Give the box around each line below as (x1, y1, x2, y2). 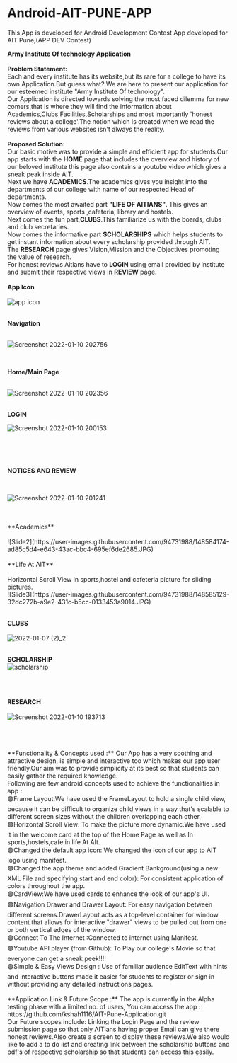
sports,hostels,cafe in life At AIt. (7, 837, 100, 846)
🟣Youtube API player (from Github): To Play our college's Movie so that (7, 943, 216, 953)
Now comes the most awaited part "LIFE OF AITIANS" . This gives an (7, 200, 208, 208)
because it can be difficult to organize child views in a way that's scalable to (7, 805, 229, 813)
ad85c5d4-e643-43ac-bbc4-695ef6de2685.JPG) (7, 545, 154, 553)
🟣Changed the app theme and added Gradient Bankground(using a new (7, 863, 219, 872)
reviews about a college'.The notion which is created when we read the (7, 117, 214, 125)
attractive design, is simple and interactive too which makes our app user (7, 756, 221, 765)
